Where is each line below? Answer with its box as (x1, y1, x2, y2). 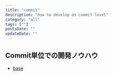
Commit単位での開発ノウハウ (5, 52, 99, 60)
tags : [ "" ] (5, 21, 29, 27)
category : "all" (5, 17, 40, 22)
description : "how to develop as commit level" (5, 12, 109, 17)
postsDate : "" (5, 27, 36, 32)
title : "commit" (5, 7, 40, 13)
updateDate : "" (5, 31, 38, 36)
